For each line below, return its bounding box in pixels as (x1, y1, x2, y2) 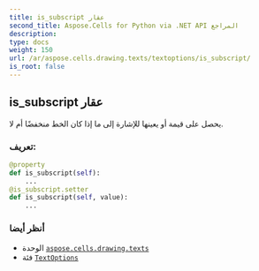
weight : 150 (9, 46, 53, 55)
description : (9, 29, 57, 38)
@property (9, 160, 46, 169)
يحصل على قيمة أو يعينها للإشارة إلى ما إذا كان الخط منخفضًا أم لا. (9, 118, 224, 129)
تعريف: (9, 140, 37, 153)
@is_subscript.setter (9, 184, 89, 194)
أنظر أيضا (9, 222, 45, 235)
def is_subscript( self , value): (9, 193, 128, 202)
